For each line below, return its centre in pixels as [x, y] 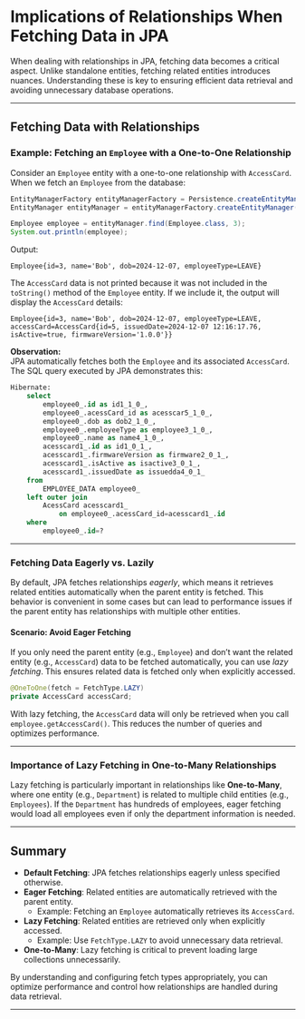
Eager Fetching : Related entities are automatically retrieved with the [150, 892]
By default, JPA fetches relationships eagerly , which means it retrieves [142, 583]
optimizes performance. [55, 733]
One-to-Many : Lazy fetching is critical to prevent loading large [140, 950]
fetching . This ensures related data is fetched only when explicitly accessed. [153, 671]
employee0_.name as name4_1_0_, [104, 438]
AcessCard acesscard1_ [86, 505]
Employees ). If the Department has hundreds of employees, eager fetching [146, 804]
